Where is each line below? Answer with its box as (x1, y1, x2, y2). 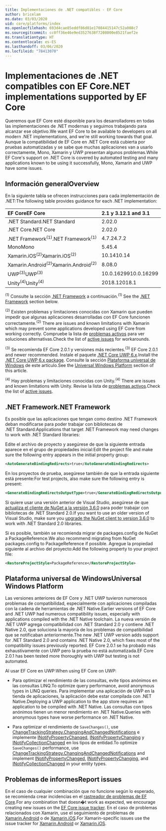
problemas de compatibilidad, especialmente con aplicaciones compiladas (5, 600, 157, 607)
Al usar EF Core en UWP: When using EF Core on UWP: (5, 668, 117, 674)
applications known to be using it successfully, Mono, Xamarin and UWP (5, 160, 153, 166)
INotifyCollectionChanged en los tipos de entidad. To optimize (12, 740, 137, 746)
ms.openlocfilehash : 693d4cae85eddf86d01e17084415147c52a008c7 (5, 26, 138, 31)
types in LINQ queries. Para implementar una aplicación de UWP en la (12, 688, 155, 694)
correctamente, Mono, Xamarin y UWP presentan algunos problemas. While (5, 150, 158, 156)
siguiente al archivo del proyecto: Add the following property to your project (5, 546, 158, 552)
